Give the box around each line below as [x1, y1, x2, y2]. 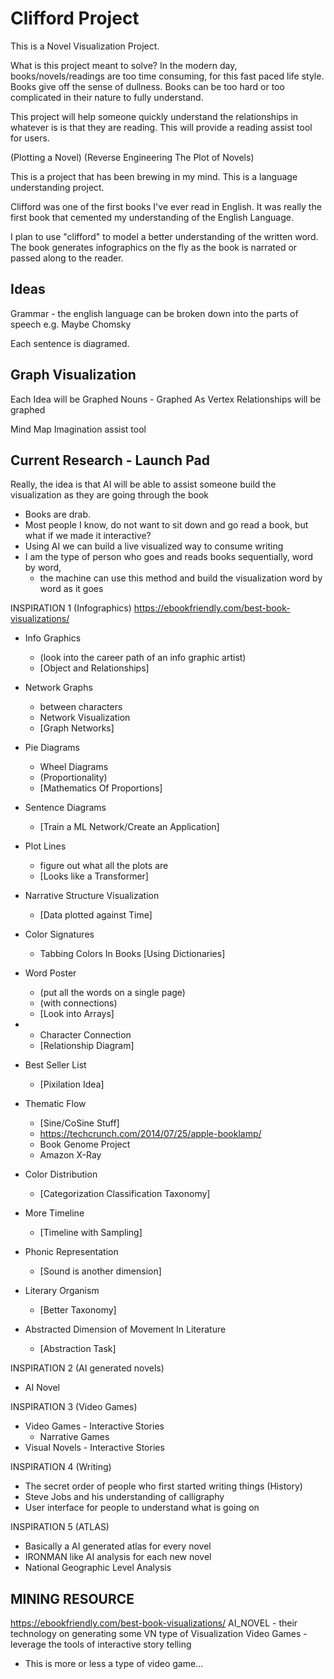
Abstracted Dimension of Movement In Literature [24, 1323, 227, 1336]
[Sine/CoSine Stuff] [39, 1117, 120, 1129]
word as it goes [39, 583, 104, 595]
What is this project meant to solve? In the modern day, [10, 59, 238, 71]
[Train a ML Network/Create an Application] [39, 821, 220, 833]
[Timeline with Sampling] [39, 1227, 143, 1239]
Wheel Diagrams [39, 761, 109, 773]
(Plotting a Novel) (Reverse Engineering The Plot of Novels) [10, 151, 255, 163]
